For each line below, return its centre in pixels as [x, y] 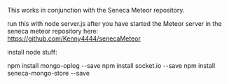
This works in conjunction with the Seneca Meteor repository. [96, 10]
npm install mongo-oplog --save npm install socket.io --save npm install [111, 65]
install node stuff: [32, 52]
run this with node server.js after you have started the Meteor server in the [114, 23]
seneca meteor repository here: [53, 31]
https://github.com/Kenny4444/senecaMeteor [74, 38]
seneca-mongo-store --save [48, 73]
